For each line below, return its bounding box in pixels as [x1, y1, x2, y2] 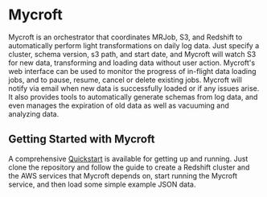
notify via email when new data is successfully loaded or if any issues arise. [8, 83, 260, 93]
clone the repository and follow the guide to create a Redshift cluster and [8, 162, 250, 172]
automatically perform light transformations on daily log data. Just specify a [8, 40, 260, 50]
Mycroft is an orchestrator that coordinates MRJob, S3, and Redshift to [8, 32, 243, 42]
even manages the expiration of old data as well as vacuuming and [8, 101, 229, 110]
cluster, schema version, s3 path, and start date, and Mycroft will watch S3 [8, 49, 257, 59]
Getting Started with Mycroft [8, 133, 155, 146]
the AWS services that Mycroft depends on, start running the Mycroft [8, 170, 237, 180]
